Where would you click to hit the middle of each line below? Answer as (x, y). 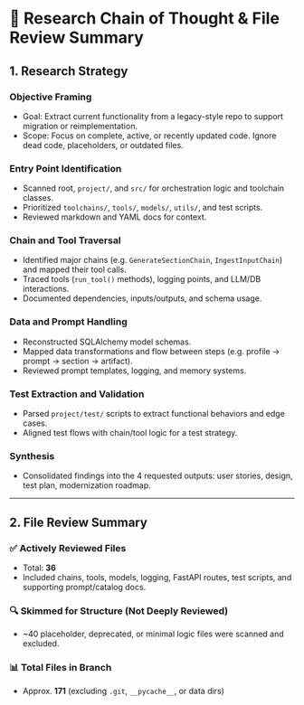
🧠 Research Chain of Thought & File (145, 19)
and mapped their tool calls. (74, 269)
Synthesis (32, 456)
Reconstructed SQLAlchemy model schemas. (107, 342)
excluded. (41, 644)
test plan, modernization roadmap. (86, 485)
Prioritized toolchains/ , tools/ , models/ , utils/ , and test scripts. (142, 208)
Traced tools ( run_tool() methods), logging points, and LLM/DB (142, 279)
